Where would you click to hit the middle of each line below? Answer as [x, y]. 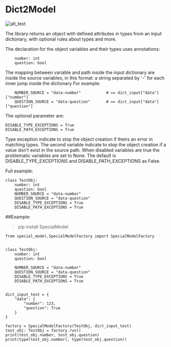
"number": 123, [40, 303]
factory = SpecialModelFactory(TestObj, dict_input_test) [68, 326]
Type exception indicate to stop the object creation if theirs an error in [79, 139]
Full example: [19, 171]
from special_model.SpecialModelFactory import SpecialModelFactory [80, 236]
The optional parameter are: [35, 115]
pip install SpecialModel [43, 226]
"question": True [42, 308]
